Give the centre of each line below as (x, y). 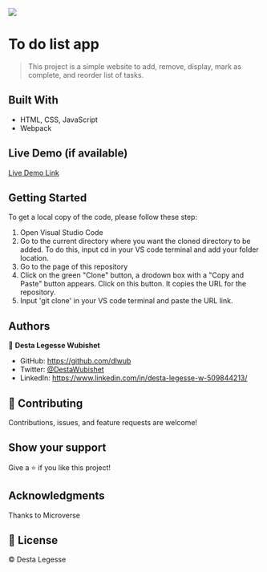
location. (34, 258)
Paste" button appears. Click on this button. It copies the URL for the (133, 284)
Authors (29, 326)
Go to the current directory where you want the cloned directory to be (135, 241)
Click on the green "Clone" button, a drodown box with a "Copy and (132, 275)
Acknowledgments (57, 496)
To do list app (54, 45)
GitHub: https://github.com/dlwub (75, 361)
